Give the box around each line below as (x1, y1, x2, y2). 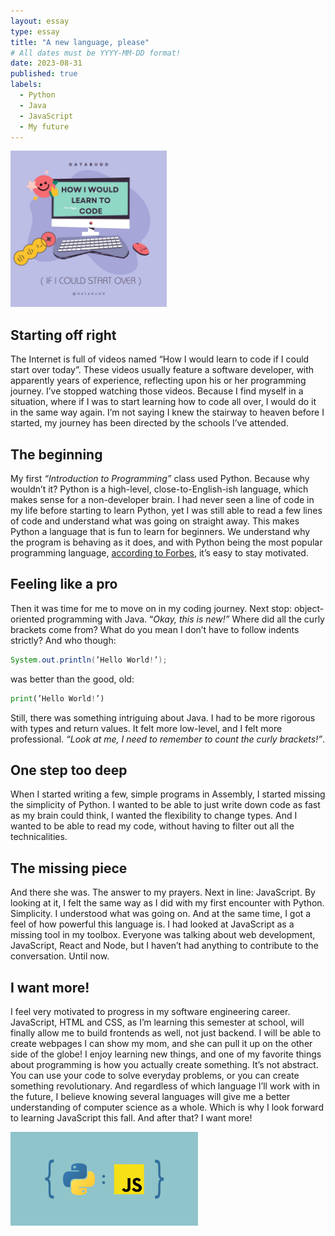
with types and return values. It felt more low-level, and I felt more (10, 722, 283, 734)
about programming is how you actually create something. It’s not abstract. (10, 1059, 319, 1070)
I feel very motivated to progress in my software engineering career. (10, 1006, 291, 1017)
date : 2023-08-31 (10, 58, 83, 69)
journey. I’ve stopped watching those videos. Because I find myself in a (10, 385, 304, 397)
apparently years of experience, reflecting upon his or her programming (10, 375, 307, 387)
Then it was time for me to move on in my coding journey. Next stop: (10, 602, 292, 614)
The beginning (10, 446, 103, 463)
